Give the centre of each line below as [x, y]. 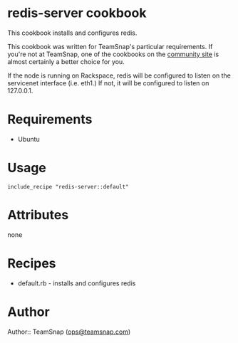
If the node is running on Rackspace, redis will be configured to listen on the [119, 75]
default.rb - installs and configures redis [77, 283]
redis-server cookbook [77, 13]
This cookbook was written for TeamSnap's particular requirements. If [110, 46]
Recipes [32, 263]
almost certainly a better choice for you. [66, 61]
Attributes [38, 215]
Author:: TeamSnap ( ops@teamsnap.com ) [69, 332]
